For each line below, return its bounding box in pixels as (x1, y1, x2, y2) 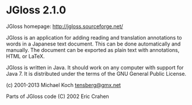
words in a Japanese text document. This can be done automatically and (6, 40, 181, 47)
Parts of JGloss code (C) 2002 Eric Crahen (6, 93, 109, 100)
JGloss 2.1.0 (6, 3, 67, 17)
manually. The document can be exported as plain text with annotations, (6, 46, 180, 53)
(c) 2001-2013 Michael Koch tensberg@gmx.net (6, 81, 121, 88)
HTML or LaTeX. (6, 52, 45, 60)
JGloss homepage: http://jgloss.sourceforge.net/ (6, 23, 124, 30)
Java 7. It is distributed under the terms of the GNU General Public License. (6, 70, 187, 77)
